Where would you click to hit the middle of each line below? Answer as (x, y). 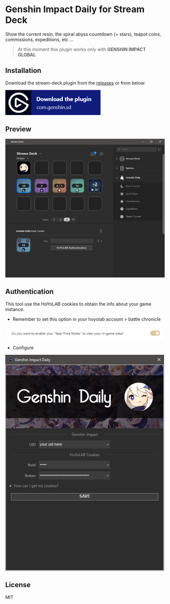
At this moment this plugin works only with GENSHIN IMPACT (82, 49)
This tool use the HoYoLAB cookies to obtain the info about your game (78, 304)
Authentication (30, 292)
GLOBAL (27, 55)
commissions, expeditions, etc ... (39, 40)
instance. (15, 309)
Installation (23, 71)
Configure (23, 348)
